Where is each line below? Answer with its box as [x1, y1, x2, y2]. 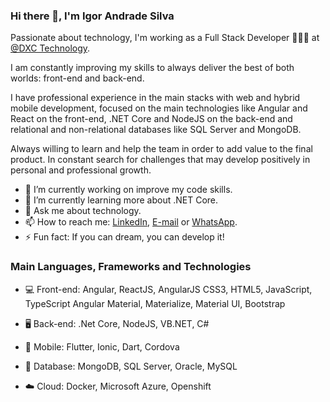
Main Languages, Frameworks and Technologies [10, 260, 252, 274]
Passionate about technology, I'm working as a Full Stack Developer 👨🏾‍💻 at [10, 32, 320, 44]
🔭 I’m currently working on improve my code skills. [24, 184, 233, 196]
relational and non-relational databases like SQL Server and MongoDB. [10, 124, 302, 136]
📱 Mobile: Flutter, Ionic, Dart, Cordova [24, 340, 180, 353]
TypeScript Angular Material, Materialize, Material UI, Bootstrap [24, 297, 286, 309]
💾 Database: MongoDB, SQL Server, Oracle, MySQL [24, 360, 238, 372]
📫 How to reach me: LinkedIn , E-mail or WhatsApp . [24, 216, 238, 228]
